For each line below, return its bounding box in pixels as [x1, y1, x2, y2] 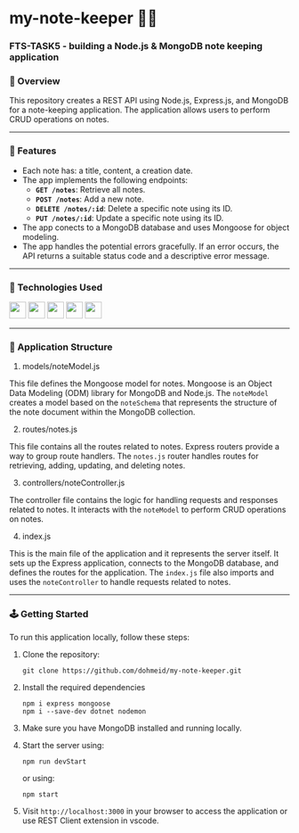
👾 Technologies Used [9, 281, 103, 293]
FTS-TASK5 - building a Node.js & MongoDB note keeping [9, 40, 263, 53]
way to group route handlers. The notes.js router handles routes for [9, 450, 260, 462]
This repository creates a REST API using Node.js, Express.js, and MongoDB [9, 95, 289, 106]
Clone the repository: [21, 648, 101, 659]
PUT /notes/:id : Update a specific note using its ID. [35, 212, 224, 223]
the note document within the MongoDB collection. [9, 407, 196, 417]
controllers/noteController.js [21, 477, 125, 489]
